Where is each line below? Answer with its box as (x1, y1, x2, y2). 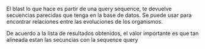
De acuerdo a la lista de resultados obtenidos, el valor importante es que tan (6, 30, 199, 37)
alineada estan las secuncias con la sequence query (6, 36, 139, 43)
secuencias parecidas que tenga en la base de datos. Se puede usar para (6, 11, 192, 19)
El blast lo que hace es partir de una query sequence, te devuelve (6, 5, 172, 12)
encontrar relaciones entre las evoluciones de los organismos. (6, 18, 163, 25)
